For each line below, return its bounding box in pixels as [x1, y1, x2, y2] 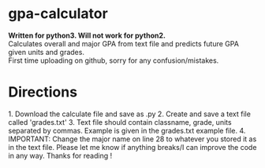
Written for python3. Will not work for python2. [8, 31, 166, 40]
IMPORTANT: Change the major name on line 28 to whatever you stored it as [8, 134, 257, 144]
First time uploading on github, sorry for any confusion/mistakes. [8, 56, 219, 65]
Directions [8, 83, 77, 101]
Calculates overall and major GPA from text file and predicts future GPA [8, 38, 239, 48]
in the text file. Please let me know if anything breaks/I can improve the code [8, 142, 257, 152]
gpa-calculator [8, 5, 108, 23]
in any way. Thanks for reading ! [8, 151, 113, 160]
